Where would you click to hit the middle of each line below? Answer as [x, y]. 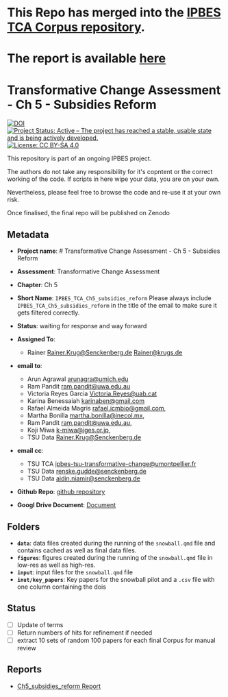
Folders [24, 527]
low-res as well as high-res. [56, 565]
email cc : [30, 451]
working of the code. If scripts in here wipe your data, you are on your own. [114, 179]
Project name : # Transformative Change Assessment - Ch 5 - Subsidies [118, 251]
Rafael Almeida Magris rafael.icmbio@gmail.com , [97, 408]
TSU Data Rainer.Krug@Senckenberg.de [84, 437]
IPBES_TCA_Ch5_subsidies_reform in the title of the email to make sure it [117, 306]
